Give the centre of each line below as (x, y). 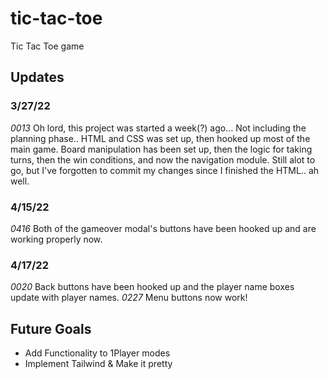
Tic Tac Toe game (47, 46)
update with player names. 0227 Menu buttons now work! (129, 298)
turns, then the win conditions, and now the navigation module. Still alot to (163, 159)
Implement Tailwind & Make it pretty (98, 364)
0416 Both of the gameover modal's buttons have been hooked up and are (163, 228)
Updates (37, 77)
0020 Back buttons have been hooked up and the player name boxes (152, 287)
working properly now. (56, 239)
